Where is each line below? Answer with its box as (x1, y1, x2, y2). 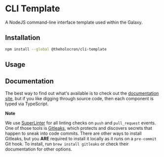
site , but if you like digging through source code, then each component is (5, 95, 154, 101)
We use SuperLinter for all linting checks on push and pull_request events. (5, 119, 156, 126)
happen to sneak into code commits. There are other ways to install (5, 130, 142, 136)
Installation (5, 34, 40, 42)
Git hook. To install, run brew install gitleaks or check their (5, 141, 129, 147)
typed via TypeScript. (5, 101, 49, 107)
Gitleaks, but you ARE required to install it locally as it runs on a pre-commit (5, 135, 157, 141)
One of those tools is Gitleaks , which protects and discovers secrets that (5, 125, 153, 131)
